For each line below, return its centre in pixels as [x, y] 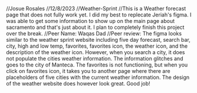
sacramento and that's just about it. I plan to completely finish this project [95, 27]
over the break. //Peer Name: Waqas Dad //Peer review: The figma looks [94, 34]
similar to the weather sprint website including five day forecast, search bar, [98, 40]
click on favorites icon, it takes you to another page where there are [88, 71]
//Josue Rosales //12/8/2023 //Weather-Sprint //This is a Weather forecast [96, 9]
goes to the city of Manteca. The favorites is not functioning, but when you [97, 65]
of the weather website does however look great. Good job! [78, 84]
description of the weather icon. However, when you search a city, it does [96, 52]
